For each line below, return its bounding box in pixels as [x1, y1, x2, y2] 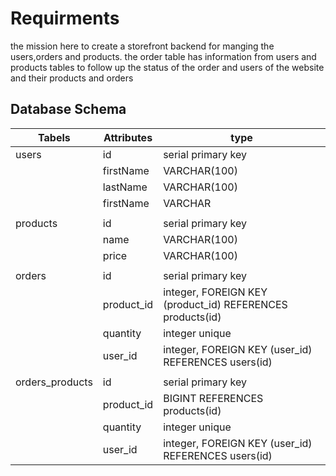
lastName [102, 180, 148, 194]
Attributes [103, 130, 153, 144]
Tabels [38, 130, 71, 144]
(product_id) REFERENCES [163, 297, 288, 311]
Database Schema [10, 101, 127, 118]
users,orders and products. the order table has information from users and [10, 50, 317, 62]
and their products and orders [10, 72, 134, 84]
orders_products [15, 375, 93, 389]
